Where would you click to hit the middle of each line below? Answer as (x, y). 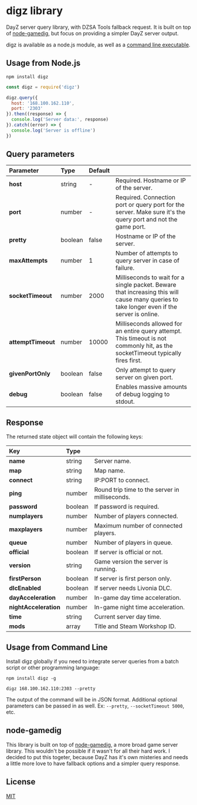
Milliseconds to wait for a (150, 277)
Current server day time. (128, 617)
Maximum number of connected (138, 526)
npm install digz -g (31, 679)
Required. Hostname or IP (151, 180)
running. (106, 569)
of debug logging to (142, 394)
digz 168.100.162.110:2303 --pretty (51, 689)
